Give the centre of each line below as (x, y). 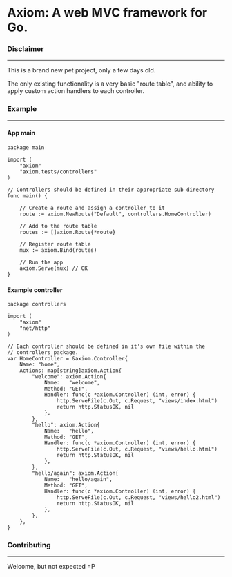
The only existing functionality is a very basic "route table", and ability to (110, 84)
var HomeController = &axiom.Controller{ (68, 359)
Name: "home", (40, 365)
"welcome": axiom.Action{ (69, 377)
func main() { (28, 196)
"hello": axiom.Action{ (66, 425)
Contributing (29, 545)
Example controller (35, 290)
